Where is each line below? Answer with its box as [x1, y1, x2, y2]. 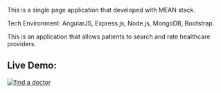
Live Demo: [7, 60, 57, 72]
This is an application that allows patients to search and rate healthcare [7, 32, 211, 41]
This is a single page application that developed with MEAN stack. [7, 6, 196, 14]
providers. [7, 40, 37, 48]
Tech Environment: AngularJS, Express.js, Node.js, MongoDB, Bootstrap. [7, 19, 215, 27]
